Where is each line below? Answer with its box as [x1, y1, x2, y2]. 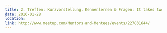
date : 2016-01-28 [5, 12, 41, 16]
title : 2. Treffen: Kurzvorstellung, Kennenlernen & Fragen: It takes [5, 7, 155, 12]
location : [5, 16, 26, 21]
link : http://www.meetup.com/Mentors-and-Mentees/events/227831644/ [5, 20, 150, 26]
